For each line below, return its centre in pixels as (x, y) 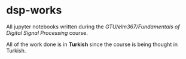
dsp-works (34, 10)
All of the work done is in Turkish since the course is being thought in (92, 44)
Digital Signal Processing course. (47, 32)
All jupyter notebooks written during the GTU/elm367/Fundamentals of (93, 27)
